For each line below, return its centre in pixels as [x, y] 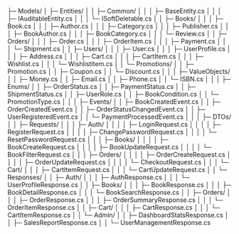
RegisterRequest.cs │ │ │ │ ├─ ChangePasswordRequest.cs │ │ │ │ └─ [112, 132]
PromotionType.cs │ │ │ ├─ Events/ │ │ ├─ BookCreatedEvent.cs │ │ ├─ [114, 102]
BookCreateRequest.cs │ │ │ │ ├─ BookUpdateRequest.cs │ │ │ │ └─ [110, 147]
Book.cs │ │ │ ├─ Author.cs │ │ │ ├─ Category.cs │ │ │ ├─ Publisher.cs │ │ [118, 26]
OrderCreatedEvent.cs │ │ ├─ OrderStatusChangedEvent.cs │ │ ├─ [106, 109]
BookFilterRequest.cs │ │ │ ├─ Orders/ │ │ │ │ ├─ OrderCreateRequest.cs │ [119, 154]
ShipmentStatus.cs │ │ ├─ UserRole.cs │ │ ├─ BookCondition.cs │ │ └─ [113, 94]
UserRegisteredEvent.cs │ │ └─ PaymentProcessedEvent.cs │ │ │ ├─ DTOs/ [119, 117]
